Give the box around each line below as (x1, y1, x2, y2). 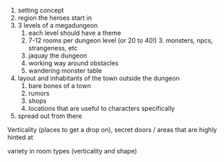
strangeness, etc (28, 44, 78, 52)
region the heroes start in (17, 13, 92, 22)
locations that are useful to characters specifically (28, 104, 176, 112)
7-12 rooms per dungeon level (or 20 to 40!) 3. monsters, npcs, (28, 36, 213, 45)
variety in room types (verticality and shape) (7, 147, 137, 155)
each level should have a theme (28, 28, 122, 37)
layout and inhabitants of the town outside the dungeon (17, 74, 180, 82)
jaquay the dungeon (28, 51, 87, 60)
